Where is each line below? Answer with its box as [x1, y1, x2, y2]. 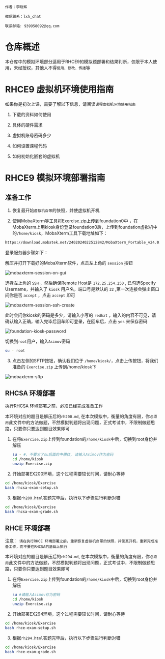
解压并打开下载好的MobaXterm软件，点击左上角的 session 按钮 [5, 260, 133, 266]
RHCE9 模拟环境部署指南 [5, 173, 106, 183]
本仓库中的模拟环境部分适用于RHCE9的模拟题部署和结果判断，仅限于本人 [5, 59, 153, 64]
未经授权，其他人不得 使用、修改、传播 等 [13, 64, 91, 70]
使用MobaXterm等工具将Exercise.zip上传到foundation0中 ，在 [12, 218, 138, 224]
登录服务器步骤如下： [5, 249, 48, 255]
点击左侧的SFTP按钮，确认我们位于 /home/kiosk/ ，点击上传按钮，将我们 [12, 358, 159, 363]
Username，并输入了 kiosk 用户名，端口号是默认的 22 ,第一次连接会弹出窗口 [5, 286, 160, 292]
